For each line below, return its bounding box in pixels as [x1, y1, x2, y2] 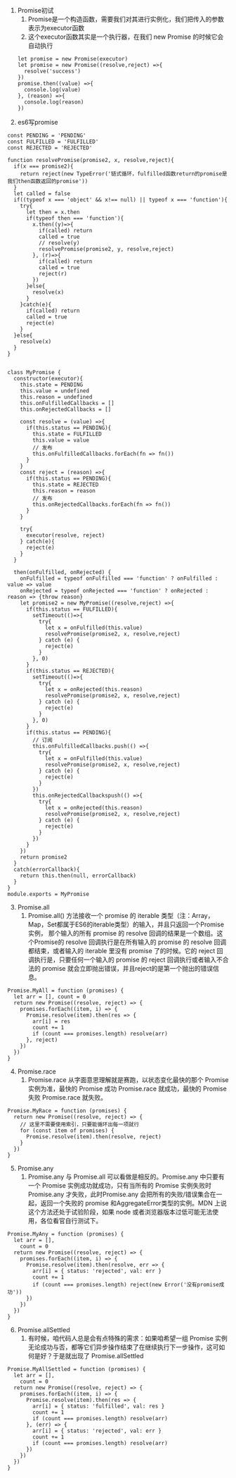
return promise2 [20, 854, 68, 861]
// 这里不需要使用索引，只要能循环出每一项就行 [20, 1121, 139, 1128]
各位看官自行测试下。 [40, 1217, 103, 1224]
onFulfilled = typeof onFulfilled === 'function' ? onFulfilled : [20, 575, 218, 582]
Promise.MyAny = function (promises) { [7, 1231, 124, 1238]
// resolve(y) [38, 240, 80, 247]
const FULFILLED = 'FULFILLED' [7, 138, 99, 145]
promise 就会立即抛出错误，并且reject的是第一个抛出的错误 [41, 964, 214, 972]
